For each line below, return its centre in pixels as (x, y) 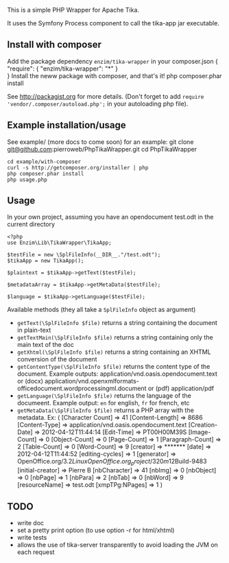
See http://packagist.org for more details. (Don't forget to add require (106, 96)
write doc (31, 523)
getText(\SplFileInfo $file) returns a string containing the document (117, 323)
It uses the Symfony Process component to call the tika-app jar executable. (113, 23)
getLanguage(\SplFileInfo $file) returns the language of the (104, 396)
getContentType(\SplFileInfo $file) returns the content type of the (113, 367)
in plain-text (34, 330)
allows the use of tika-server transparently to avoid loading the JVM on (117, 545)
